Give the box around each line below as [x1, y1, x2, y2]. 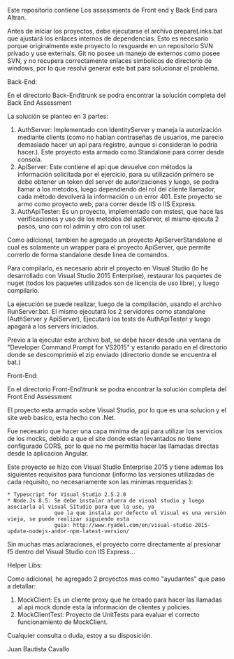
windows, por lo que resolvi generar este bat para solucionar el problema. [7, 64, 220, 72]
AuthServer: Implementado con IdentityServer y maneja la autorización [17, 126, 222, 133]
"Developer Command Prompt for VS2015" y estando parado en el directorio [7, 343, 228, 352]
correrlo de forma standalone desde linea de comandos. [7, 251, 170, 259]
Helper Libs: [7, 561, 43, 569]
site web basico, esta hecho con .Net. [7, 414, 116, 421]
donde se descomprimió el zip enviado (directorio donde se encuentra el [7, 351, 217, 359]
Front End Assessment [7, 393, 72, 400]
